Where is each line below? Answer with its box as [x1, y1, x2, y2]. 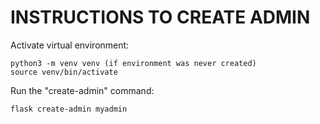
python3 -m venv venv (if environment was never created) [10, 58, 257, 68]
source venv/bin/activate [10, 67, 118, 77]
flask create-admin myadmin [10, 104, 128, 114]
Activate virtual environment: [10, 39, 130, 51]
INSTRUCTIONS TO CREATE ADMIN [10, 6, 311, 29]
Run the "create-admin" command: [10, 84, 155, 96]
